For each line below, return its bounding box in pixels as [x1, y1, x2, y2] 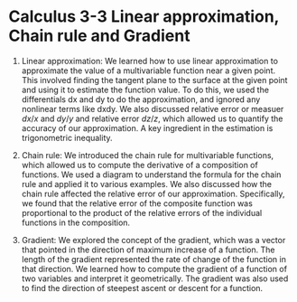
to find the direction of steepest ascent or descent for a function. [21, 282, 264, 293]
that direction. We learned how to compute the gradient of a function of [21, 263, 288, 274]
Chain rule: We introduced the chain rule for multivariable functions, [21, 149, 274, 160]
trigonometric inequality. [21, 132, 114, 143]
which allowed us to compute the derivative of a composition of [21, 159, 258, 170]
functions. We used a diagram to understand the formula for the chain [21, 169, 282, 180]
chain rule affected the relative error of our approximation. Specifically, [21, 188, 285, 199]
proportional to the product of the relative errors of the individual [21, 207, 263, 218]
